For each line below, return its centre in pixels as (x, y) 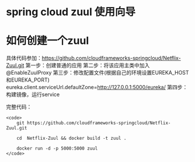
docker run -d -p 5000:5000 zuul (57, 149)
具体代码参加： (24, 58)
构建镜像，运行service (33, 94)
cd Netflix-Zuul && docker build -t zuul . (72, 138)
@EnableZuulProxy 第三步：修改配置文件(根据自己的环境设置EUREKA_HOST (97, 73)
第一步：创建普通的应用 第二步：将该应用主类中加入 (88, 65)
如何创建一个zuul (48, 41)
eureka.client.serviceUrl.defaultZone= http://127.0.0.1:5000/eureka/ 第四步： (97, 87)
